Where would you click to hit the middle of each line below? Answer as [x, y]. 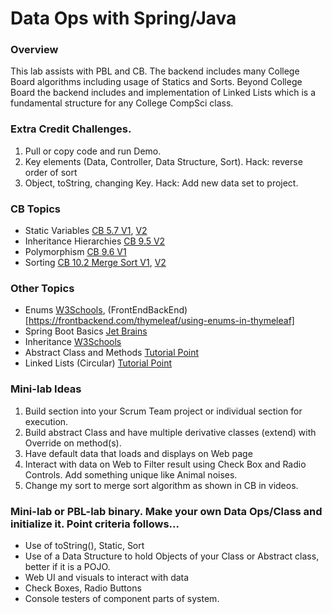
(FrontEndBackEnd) [147, 310]
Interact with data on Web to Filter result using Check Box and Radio [165, 464]
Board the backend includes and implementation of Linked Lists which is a [163, 93]
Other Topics [42, 288]
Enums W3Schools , [65, 310]
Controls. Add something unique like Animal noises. [131, 474]
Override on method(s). [73, 443]
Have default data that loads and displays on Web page [138, 453]
